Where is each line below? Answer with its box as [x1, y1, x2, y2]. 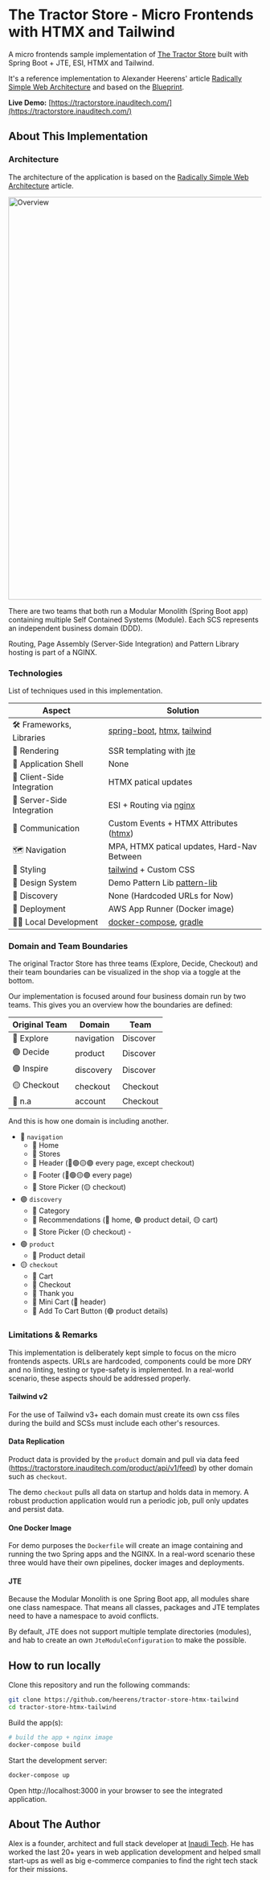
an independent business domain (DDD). [8, 623, 143, 633]
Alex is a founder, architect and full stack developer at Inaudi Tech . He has [8, 1839, 255, 1849]
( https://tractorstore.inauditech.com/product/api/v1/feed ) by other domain [8, 1463, 253, 1472]
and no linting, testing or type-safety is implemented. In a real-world [8, 1364, 235, 1374]
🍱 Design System [12, 876, 77, 888]
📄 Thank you [31, 1289, 75, 1298]
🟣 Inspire [12, 1063, 49, 1075]
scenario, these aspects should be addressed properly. [8, 1373, 191, 1383]
